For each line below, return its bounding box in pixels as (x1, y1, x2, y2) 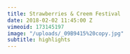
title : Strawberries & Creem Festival (7, 10, 121, 18)
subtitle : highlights (7, 36, 71, 43)
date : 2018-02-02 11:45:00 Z (7, 17, 93, 24)
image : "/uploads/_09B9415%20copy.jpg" (7, 29, 124, 37)
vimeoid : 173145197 (7, 23, 65, 30)
